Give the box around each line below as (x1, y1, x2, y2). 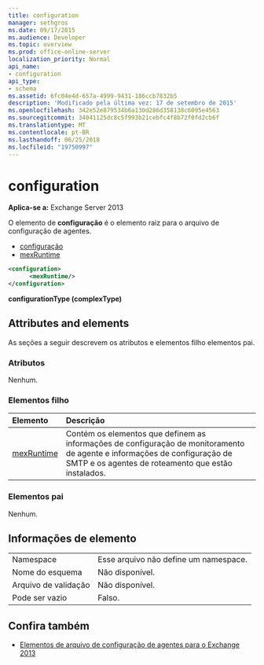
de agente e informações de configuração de (65, 448, 233, 459)
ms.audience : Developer (8, 33, 86, 42)
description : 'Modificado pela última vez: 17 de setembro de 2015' (8, 99, 237, 107)
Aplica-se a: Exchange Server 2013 (8, 203, 124, 212)
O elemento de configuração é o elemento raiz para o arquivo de (8, 218, 220, 228)
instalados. (65, 468, 106, 479)
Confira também (8, 619, 90, 633)
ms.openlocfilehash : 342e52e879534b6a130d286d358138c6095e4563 (8, 107, 220, 115)
